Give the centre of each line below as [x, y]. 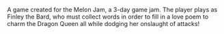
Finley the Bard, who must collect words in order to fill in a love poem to [108, 17]
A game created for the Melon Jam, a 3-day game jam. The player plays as [112, 10]
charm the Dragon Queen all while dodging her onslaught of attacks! [103, 24]
